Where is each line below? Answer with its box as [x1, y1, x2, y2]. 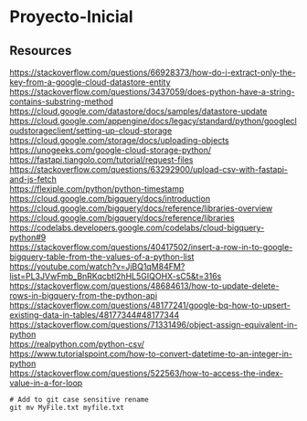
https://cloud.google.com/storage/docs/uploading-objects [9, 135, 230, 145]
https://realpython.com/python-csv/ [9, 339, 144, 349]
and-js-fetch [9, 174, 58, 184]
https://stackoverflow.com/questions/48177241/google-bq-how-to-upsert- [9, 300, 291, 310]
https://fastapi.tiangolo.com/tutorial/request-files [9, 154, 194, 165]
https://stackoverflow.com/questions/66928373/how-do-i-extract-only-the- [9, 67, 296, 78]
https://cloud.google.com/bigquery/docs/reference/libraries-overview [9, 203, 273, 214]
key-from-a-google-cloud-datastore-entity [9, 77, 171, 88]
